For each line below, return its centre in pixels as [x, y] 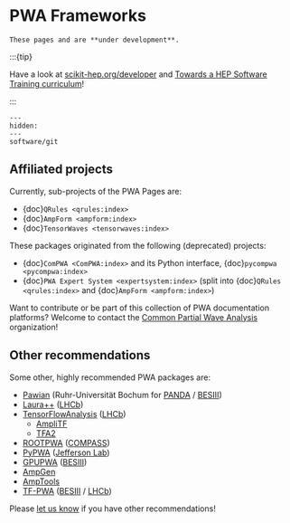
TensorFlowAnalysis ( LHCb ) [74, 414]
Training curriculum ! [47, 83]
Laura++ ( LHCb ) [53, 404]
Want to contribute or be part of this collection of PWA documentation [139, 308]
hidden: [24, 126]
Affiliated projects [61, 170]
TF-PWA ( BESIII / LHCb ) [67, 490]
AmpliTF [51, 423]
